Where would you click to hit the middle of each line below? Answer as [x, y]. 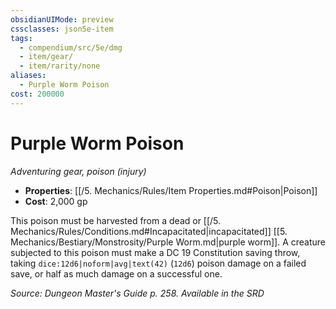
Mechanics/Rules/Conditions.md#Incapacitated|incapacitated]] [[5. [149, 231]
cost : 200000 [37, 94]
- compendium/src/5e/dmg [71, 47]
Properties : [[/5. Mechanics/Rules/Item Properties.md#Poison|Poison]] [171, 190]
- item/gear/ [46, 57]
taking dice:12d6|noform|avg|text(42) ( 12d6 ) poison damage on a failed [158, 263]
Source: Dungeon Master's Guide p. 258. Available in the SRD [137, 293]
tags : [21, 38]
